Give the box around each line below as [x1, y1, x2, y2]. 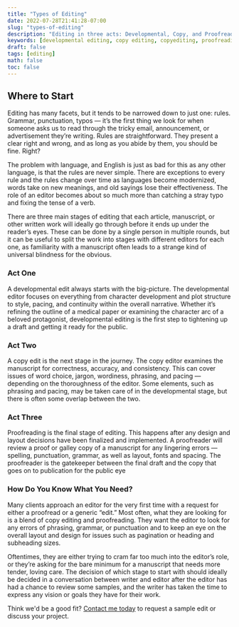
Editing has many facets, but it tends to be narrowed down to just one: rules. [7, 109, 231, 118]
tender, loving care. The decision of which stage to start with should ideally [7, 567, 228, 576]
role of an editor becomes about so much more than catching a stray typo [7, 191, 224, 200]
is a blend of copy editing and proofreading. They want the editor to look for [7, 516, 230, 524]
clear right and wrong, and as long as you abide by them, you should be [7, 139, 218, 148]
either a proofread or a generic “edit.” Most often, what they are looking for [7, 508, 227, 516]
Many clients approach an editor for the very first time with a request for [7, 501, 219, 509]
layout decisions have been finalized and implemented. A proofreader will [7, 436, 223, 445]
